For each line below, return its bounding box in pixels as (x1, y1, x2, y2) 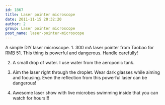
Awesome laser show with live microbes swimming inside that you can (12, 90, 158, 95)
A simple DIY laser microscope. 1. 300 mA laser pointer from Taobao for (5, 45, 154, 50)
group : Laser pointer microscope (5, 26, 75, 31)
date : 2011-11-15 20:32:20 (5, 17, 62, 22)
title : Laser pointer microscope (5, 12, 75, 17)
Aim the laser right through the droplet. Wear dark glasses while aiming (12, 69, 160, 75)
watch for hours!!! (12, 95, 49, 101)
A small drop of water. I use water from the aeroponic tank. (12, 60, 135, 65)
